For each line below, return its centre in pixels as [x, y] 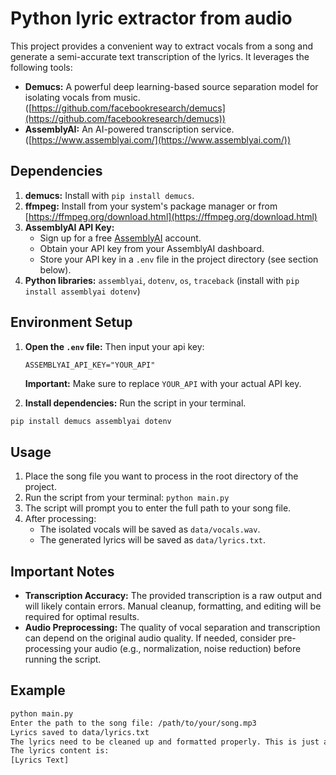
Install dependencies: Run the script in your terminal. [135, 403]
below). [55, 269]
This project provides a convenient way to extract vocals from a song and [162, 46]
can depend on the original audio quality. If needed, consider [150, 638]
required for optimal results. [82, 617]
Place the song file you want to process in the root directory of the [161, 476]
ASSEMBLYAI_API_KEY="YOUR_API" [90, 365]
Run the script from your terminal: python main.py [127, 498]
